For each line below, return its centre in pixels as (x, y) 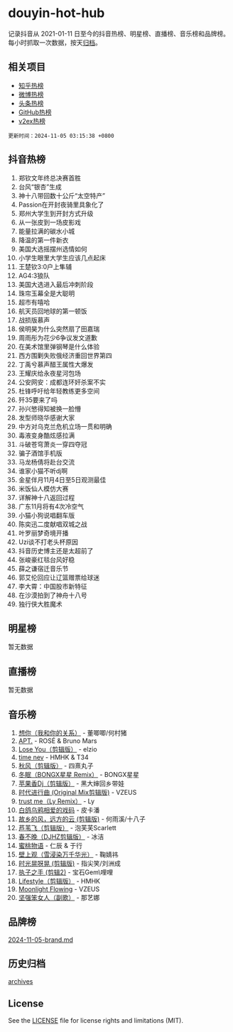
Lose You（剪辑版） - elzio (58, 749)
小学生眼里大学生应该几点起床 (62, 258)
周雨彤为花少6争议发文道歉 (58, 337)
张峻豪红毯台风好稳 (47, 560)
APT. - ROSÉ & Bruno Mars (58, 741)
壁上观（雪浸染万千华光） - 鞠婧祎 (69, 854)
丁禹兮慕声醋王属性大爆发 (56, 364)
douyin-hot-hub (56, 13)
